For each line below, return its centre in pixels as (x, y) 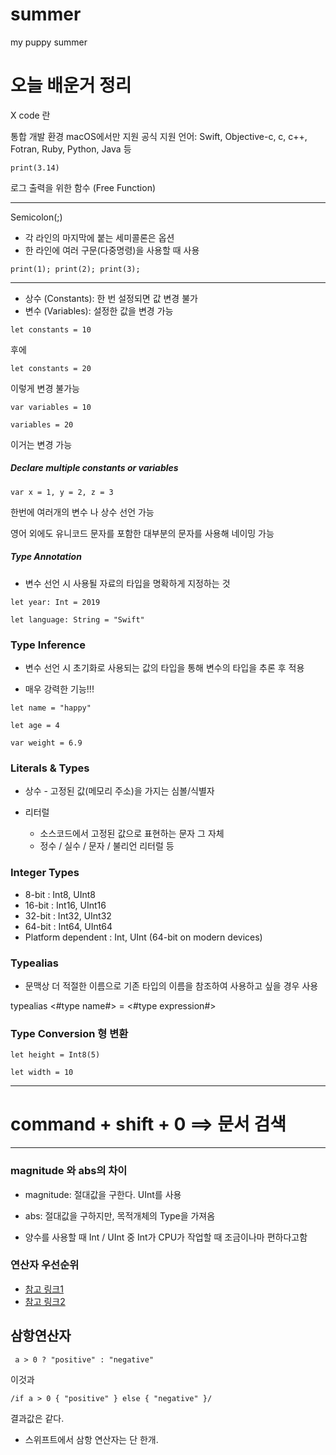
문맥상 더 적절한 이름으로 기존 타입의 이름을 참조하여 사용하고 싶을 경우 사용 (171, 986)
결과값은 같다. (37, 1418)
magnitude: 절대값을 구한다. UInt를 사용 (103, 1194)
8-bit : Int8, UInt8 (60, 894)
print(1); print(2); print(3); (75, 269)
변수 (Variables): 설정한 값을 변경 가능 (99, 310)
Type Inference (48, 645)
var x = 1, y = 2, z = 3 (62, 492)
